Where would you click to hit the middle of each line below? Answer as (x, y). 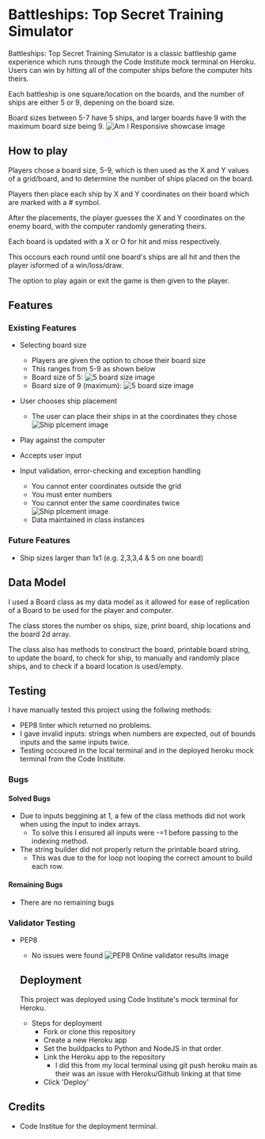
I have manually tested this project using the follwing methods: (110, 710)
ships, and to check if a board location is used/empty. (96, 666)
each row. (47, 867)
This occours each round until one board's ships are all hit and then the (124, 257)
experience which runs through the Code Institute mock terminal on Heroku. (132, 62)
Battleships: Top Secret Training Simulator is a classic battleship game (123, 53)
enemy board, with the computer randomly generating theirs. (108, 226)
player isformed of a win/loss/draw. (66, 265)
